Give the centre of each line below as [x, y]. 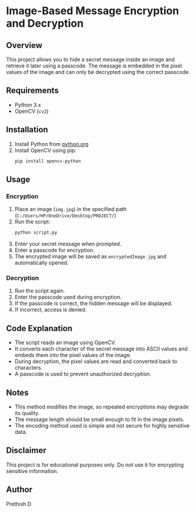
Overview [24, 45]
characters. [29, 368]
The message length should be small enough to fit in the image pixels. [99, 419]
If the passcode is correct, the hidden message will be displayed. [93, 303]
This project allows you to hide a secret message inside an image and [90, 59]
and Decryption [45, 23]
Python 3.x [28, 105]
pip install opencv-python [48, 161]
